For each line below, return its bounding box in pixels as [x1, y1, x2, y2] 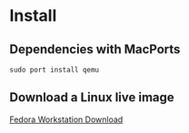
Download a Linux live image [9, 90, 174, 105]
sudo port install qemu [9, 65, 100, 74]
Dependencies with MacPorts [9, 42, 181, 57]
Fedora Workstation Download [9, 114, 124, 125]
